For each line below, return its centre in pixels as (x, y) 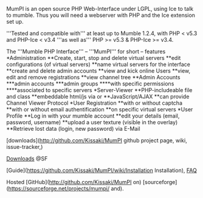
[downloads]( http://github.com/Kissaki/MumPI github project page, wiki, (97, 140)
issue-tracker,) (25, 147)
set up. (15, 21)
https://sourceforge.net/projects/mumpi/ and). (66, 188)
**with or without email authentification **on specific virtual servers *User (100, 109)
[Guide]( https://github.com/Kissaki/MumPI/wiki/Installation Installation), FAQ (102, 170)
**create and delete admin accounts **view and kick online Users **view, (98, 71)
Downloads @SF (27, 159)
